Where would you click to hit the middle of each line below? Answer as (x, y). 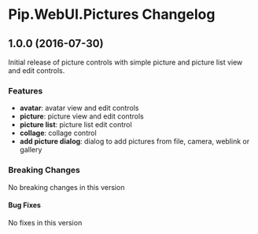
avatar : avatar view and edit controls (79, 108)
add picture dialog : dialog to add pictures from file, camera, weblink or (135, 141)
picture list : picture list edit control (76, 125)
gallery (31, 150)
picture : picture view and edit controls (81, 116)
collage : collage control (58, 133)
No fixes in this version (45, 222)
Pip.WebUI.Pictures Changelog (112, 15)
